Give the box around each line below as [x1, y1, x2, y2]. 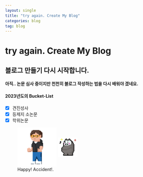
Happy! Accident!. [17, 167, 54, 172]
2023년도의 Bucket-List [5, 93, 54, 99]
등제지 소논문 [12, 111, 38, 117]
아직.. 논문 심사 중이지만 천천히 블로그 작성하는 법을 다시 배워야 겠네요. [5, 81, 139, 87]
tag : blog [5, 24, 26, 29]
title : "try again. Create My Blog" [5, 13, 80, 18]
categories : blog [5, 18, 41, 23]
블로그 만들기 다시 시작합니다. [5, 66, 89, 74]
